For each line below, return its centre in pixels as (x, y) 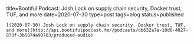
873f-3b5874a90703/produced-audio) (50, 35)
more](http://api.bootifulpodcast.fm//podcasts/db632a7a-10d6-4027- (103, 30)
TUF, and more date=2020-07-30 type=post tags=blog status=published (95, 14)
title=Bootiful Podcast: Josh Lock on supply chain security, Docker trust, (94, 8)
